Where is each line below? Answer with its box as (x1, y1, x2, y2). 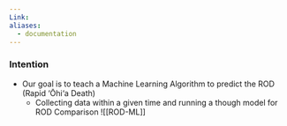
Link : (9, 12, 29, 22)
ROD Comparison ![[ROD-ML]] (34, 107, 146, 117)
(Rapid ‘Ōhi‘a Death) (21, 87, 95, 98)
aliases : (9, 21, 42, 30)
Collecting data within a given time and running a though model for (34, 97, 278, 107)
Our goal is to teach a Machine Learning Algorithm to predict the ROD (21, 78, 276, 89)
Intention (9, 58, 49, 70)
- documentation (17, 29, 77, 38)
